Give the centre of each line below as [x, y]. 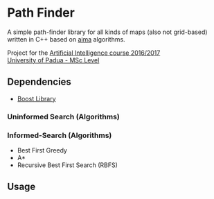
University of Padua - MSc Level [53, 60]
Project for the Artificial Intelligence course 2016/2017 [84, 53]
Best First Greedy [42, 150]
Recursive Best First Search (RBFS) [67, 165]
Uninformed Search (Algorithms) [63, 116]
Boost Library [37, 98]
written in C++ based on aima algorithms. [66, 39]
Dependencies [39, 82]
